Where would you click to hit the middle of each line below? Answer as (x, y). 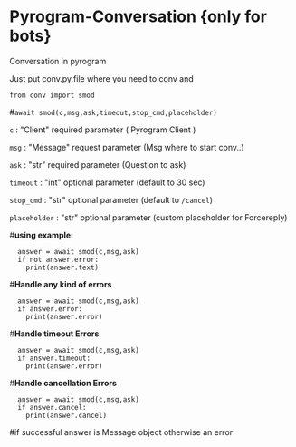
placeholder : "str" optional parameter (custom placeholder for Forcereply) (148, 217)
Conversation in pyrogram (58, 61)
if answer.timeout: (54, 358)
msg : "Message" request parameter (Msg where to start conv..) (127, 147)
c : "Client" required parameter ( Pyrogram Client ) (103, 130)
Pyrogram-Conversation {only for (138, 17)
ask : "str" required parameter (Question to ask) (98, 164)
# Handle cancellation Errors (63, 383)
